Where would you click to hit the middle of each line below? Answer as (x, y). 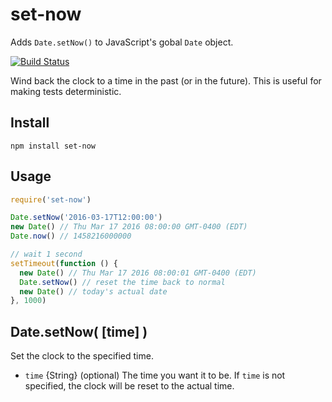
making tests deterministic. (66, 91)
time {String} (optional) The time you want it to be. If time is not (155, 375)
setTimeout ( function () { (64, 263)
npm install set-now (53, 146)
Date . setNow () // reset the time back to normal (122, 282)
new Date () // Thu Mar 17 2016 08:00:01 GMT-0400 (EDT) (138, 273)
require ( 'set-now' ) (51, 199)
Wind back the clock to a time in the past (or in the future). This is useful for (166, 80)
